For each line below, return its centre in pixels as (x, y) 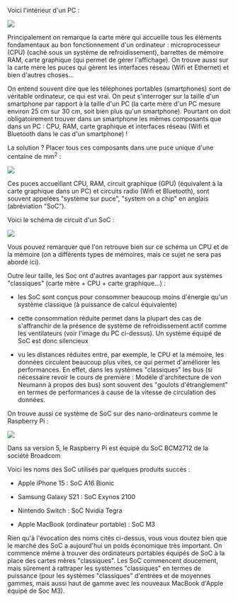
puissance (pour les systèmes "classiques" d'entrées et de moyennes (109, 575)
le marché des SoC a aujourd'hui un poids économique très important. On (115, 545)
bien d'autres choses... (41, 75)
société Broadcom (34, 455)
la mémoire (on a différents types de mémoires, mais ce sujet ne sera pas (114, 254)
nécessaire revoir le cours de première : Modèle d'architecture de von (119, 377)
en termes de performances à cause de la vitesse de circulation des (117, 392)
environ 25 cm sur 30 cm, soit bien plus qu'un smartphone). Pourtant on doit (119, 111)
